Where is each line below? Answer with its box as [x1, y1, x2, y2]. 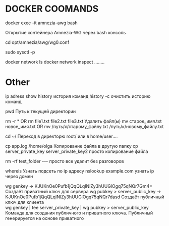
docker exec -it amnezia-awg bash [5, 20, 78, 26]
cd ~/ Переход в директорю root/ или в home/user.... [5, 133, 118, 139]
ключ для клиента [5, 199, 44, 205]
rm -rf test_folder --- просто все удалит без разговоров [5, 158, 125, 164]
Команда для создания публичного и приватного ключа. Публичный [5, 210, 153, 216]
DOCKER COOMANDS [5, 3, 99, 15]
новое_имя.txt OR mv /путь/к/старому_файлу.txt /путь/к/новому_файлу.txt [5, 123, 164, 129]
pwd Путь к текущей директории [5, 108, 76, 114]
